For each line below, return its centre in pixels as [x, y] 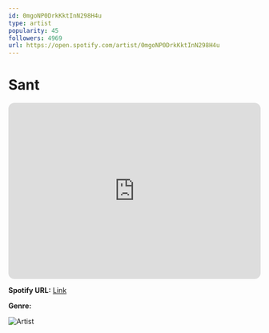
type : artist [30, 23]
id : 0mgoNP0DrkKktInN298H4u [55, 16]
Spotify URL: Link [38, 291]
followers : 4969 [35, 38]
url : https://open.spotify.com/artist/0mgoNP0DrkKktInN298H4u [114, 46]
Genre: [20, 306]
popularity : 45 [34, 30]
